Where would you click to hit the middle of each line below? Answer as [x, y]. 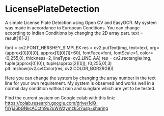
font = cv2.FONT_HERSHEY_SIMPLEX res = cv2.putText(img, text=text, [77, 47]
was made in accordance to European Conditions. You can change [72, 27]
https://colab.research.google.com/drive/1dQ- [52, 103]
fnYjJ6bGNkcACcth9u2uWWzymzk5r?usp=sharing [57, 108]
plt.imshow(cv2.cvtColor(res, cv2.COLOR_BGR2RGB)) [59, 68]
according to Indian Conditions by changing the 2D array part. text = [74, 33]
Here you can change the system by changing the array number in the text [81, 78]
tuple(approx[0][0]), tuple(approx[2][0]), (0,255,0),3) [58, 63]
